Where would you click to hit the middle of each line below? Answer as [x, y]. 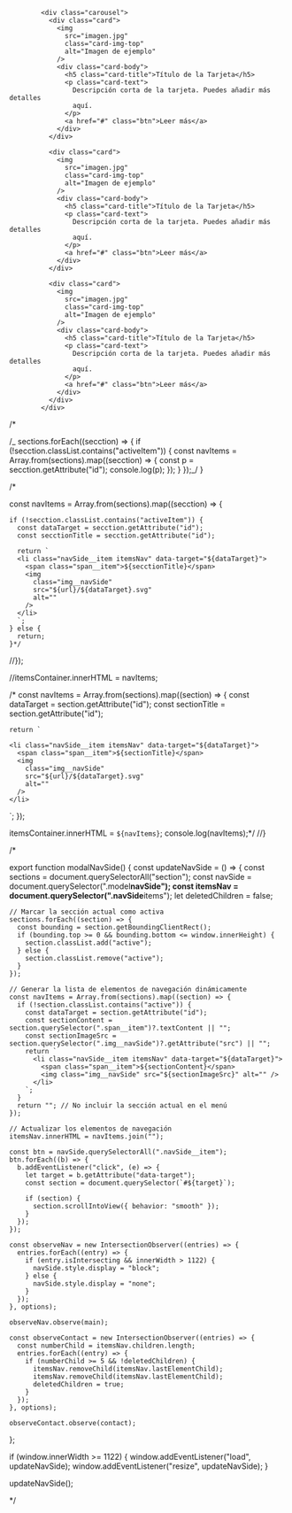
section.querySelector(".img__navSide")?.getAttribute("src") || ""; [140, 1044]
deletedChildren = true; [78, 1385]
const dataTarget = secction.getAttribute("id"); [110, 528]
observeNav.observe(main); [59, 1323]
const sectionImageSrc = [71, 1036]
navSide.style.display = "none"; [94, 1284]
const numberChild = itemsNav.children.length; [107, 1346]
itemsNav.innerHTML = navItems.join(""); [87, 1137]
